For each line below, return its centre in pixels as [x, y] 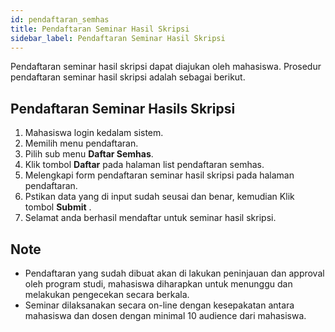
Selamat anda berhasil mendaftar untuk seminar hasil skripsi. [150, 218]
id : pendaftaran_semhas [60, 19]
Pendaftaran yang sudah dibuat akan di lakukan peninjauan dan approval [174, 273]
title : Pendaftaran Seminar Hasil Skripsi [100, 29]
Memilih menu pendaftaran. [81, 143]
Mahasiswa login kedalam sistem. [94, 133]
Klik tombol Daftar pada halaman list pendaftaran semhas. [144, 165]
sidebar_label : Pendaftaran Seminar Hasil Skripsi [118, 38]
